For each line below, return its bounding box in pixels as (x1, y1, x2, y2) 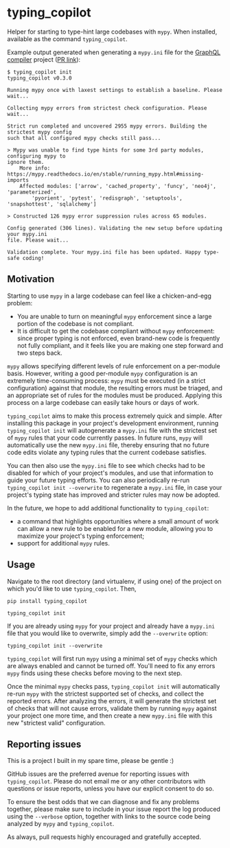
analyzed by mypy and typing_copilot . (7, 820, 115, 828)
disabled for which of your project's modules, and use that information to (7, 469, 214, 477)
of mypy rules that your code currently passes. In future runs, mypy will (7, 434, 203, 442)
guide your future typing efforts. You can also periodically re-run (7, 475, 190, 484)
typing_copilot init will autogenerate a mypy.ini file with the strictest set (7, 426, 218, 434)
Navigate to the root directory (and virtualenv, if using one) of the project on (7, 577, 222, 585)
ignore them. (7, 158, 45, 165)
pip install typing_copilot (7, 598, 88, 604)
